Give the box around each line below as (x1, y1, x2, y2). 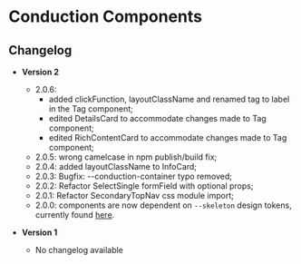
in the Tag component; (48, 103, 133, 114)
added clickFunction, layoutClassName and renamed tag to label (48, 93, 290, 104)
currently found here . (34, 210, 115, 220)
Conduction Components (8, 6, 203, 27)
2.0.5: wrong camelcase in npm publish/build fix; (34, 152, 218, 162)
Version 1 (21, 227, 58, 238)
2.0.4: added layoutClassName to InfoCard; (34, 161, 197, 171)
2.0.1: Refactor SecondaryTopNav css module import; (34, 191, 235, 200)
